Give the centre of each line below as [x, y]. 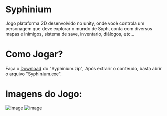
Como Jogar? [34, 54]
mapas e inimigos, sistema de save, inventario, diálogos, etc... [70, 34]
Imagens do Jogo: [44, 94]
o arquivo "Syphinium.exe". [33, 74]
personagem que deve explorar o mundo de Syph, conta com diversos [79, 28]
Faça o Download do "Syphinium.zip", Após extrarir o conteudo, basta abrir [84, 68]
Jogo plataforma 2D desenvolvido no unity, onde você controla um [75, 23]
